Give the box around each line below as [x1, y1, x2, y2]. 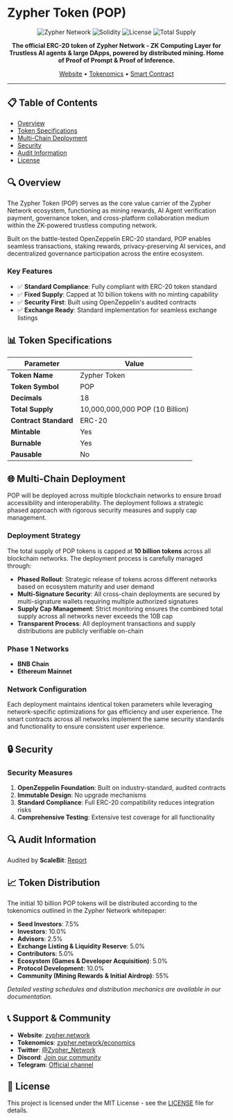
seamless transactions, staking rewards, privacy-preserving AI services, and [7, 242, 226, 250]
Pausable [10, 450, 42, 459]
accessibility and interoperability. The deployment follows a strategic [7, 499, 204, 507]
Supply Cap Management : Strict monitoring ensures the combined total [17, 604, 223, 613]
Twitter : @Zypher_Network [17, 1046, 96, 1054]
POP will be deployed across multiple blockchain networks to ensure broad [7, 491, 222, 500]
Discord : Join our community [17, 1053, 101, 1061]
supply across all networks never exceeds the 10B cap [17, 611, 173, 620]
